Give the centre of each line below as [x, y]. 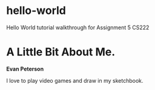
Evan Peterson [25, 69]
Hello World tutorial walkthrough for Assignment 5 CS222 [78, 27]
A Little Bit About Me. [61, 52]
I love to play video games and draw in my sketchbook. [75, 80]
